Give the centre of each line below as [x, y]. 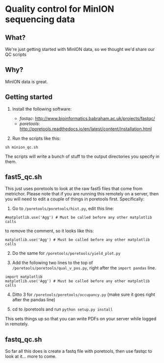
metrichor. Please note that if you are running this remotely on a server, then [82, 194]
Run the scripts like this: [36, 138]
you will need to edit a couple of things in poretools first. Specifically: [75, 199]
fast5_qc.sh [24, 177]
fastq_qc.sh [24, 339]
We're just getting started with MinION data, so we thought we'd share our [80, 49]
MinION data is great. [26, 81]
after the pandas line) [34, 300]
